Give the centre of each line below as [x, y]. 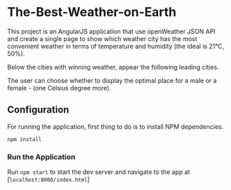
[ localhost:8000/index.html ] [49, 180]
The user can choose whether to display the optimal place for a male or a [112, 80]
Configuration [38, 110]
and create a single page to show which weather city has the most [102, 38]
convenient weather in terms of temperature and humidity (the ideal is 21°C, [116, 46]
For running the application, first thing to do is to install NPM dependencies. [115, 127]
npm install [24, 139]
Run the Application [41, 157]
